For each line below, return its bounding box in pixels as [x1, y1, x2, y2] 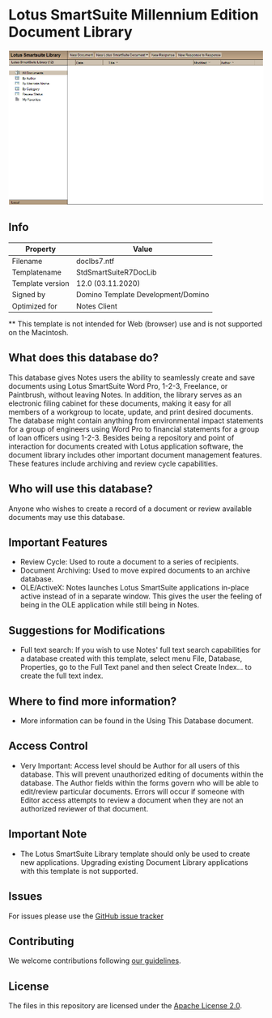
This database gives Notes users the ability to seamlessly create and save [8, 373, 255, 382]
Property [25, 245, 57, 254]
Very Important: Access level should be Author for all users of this [19, 760, 240, 770]
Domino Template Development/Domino [76, 290, 210, 300]
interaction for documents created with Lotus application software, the [8, 441, 244, 451]
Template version [11, 279, 70, 288]
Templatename [11, 267, 62, 277]
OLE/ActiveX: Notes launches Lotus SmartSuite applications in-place [19, 583, 249, 593]
